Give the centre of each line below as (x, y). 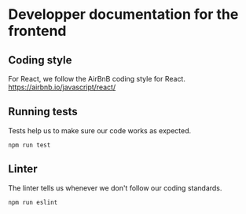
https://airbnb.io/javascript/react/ (62, 87)
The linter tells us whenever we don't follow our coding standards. (115, 188)
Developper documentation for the (123, 15)
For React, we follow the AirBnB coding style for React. (97, 79)
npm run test (29, 145)
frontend (37, 31)
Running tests (43, 112)
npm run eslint (33, 202)
